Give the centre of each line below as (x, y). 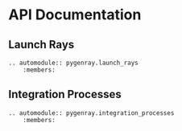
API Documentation (75, 15)
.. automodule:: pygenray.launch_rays (73, 63)
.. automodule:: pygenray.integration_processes (91, 113)
